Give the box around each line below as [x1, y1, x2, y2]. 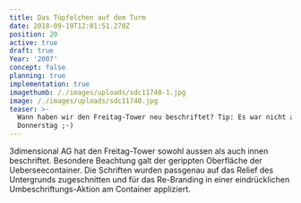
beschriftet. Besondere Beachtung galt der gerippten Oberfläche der [9, 156, 262, 165]
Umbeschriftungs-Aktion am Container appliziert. [9, 184, 191, 194]
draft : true [9, 47, 54, 55]
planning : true [9, 72, 66, 80]
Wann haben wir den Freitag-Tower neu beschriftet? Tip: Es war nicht [17, 113, 287, 122]
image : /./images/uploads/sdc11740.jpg [9, 96, 159, 106]
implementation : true [9, 80, 90, 89]
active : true [9, 38, 58, 47]
